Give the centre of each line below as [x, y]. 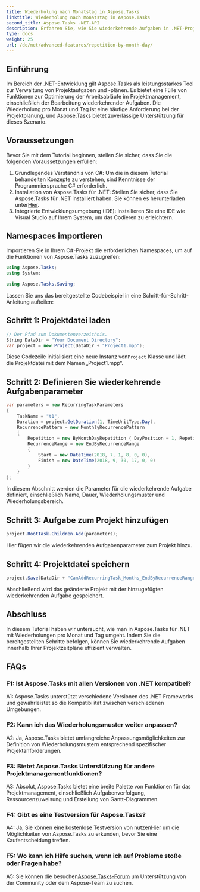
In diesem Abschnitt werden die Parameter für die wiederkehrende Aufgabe [99, 489]
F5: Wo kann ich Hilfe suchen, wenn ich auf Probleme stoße [94, 856]
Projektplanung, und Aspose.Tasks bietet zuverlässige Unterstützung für [95, 115]
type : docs [20, 34]
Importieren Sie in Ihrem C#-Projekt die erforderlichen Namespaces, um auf [99, 250]
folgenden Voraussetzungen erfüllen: [52, 161]
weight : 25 [20, 39]
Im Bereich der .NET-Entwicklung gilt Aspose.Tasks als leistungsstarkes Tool [100, 84]
